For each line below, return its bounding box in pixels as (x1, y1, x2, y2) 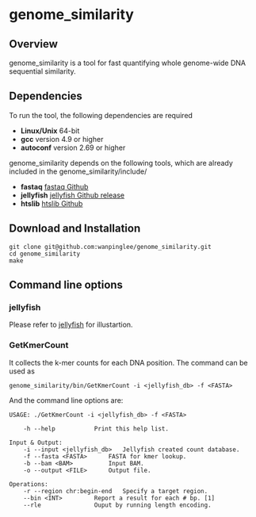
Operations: (9, 480, 48, 488)
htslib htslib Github (20, 198, 83, 208)
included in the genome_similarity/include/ (9, 167, 147, 176)
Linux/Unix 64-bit (20, 125, 80, 136)
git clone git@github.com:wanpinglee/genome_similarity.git (9, 243, 212, 251)
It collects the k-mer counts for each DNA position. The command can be (9, 358, 248, 367)
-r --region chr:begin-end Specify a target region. (23, 487, 208, 495)
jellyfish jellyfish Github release (20, 190, 125, 200)
